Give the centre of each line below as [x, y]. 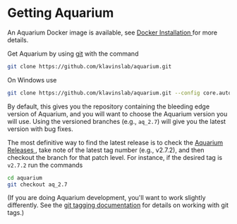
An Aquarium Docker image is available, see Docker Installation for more [113, 32]
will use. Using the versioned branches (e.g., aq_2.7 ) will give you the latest [117, 121]
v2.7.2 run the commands [45, 165]
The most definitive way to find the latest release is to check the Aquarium [115, 142]
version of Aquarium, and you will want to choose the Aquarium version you [117, 113]
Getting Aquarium [61, 13]
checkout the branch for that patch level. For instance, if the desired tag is [115, 157]
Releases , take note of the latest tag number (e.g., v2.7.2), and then [106, 150]
